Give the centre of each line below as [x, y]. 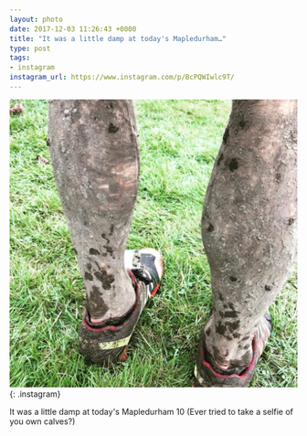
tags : [20, 58]
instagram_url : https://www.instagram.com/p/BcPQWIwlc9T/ [122, 78]
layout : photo [37, 19]
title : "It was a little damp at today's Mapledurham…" [118, 38]
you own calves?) [42, 421]
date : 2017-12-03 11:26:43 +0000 [73, 29]
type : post [30, 48]
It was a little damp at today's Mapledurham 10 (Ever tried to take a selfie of [152, 411]
